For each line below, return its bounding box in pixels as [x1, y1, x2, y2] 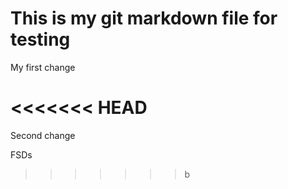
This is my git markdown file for [10, 7, 278, 30]
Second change [10, 129, 76, 141]
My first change [10, 61, 76, 73]
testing [10, 28, 71, 51]
